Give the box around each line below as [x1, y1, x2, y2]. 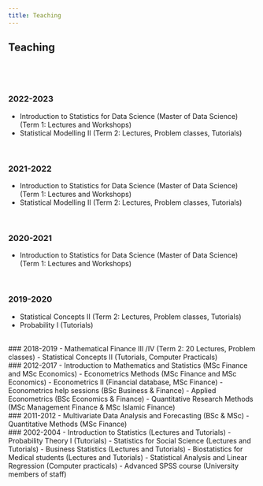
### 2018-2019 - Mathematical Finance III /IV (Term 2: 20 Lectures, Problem [8, 343, 256, 353]
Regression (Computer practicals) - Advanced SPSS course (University [8, 461, 239, 470]
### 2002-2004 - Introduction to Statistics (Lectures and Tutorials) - [8, 427, 232, 437]
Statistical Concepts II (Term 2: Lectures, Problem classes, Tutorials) [19, 312, 242, 321]
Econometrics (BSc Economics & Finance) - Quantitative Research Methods [8, 394, 254, 403]
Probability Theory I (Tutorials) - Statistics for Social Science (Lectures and [8, 436, 251, 445]
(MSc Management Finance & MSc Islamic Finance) [8, 403, 176, 412]
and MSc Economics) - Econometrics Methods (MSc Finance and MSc [8, 369, 237, 378]
